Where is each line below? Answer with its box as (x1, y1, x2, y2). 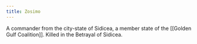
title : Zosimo (6, 8, 41, 15)
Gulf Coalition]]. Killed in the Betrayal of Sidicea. (6, 31, 123, 38)
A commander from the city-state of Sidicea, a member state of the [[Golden (6, 25, 192, 32)
